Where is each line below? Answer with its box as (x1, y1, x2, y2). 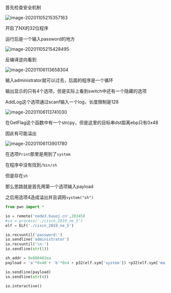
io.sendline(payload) (5, 269, 51, 275)
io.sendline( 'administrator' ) (5, 237, 70, 242)
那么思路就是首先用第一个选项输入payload (5, 184, 94, 189)
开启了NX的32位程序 (5, 25, 49, 31)
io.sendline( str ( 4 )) (5, 274, 49, 279)
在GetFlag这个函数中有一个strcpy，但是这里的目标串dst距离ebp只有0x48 (5, 120, 159, 126)
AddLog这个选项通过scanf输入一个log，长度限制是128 (5, 99, 119, 105)
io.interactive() (5, 283, 42, 288)
